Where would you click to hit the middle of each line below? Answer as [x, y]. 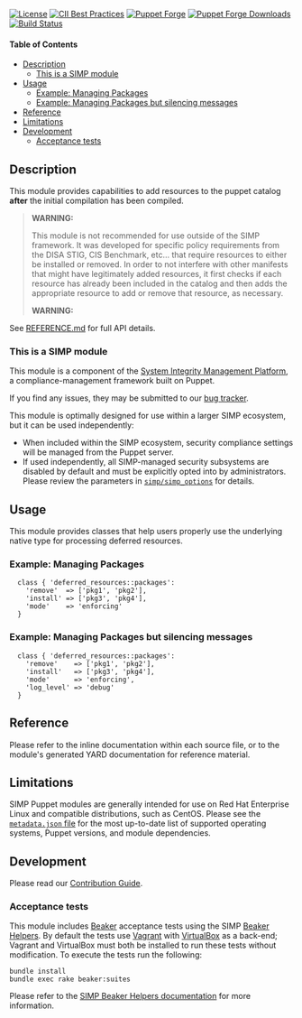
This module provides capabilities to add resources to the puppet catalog [145, 191]
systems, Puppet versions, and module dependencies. [110, 833]
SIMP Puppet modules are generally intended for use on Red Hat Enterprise [150, 804]
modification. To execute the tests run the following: [106, 955]
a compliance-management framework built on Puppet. [112, 381]
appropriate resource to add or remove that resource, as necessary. [157, 293]
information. [32, 1005]
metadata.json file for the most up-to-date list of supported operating [138, 824]
